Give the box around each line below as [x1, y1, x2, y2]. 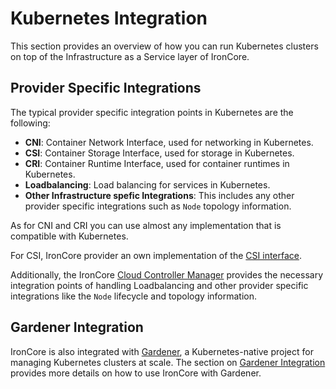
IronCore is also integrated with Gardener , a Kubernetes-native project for [10, 345, 314, 357]
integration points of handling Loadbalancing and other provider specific [10, 279, 309, 291]
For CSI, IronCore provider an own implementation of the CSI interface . [10, 249, 303, 261]
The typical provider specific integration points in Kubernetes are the [10, 106, 294, 118]
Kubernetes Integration [10, 7, 208, 30]
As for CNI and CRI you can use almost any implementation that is [10, 219, 282, 231]
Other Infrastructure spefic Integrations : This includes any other [24, 189, 295, 201]
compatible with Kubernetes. [10, 230, 129, 242]
